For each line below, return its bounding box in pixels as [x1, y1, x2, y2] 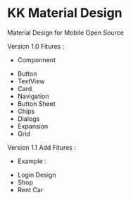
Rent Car [17, 185, 44, 194]
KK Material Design [7, 5, 123, 21]
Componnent [17, 55, 56, 64]
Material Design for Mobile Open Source [7, 28, 125, 37]
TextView [17, 76, 45, 86]
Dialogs [17, 114, 40, 123]
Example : [17, 157, 47, 165]
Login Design [17, 170, 56, 179]
